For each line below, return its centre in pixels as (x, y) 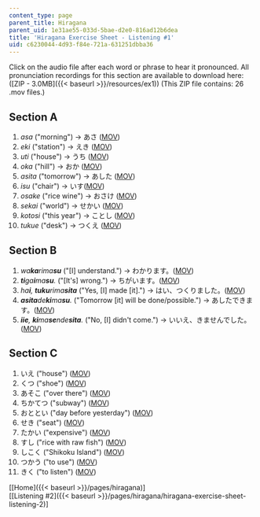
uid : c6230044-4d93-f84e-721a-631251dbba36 (81, 45)
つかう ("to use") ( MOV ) (59, 462)
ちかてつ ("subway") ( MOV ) (65, 403)
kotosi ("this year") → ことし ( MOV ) (78, 215)
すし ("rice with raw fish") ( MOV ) (73, 442)
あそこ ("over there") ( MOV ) (65, 393)
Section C (33, 354)
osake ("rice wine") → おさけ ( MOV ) (79, 196)
